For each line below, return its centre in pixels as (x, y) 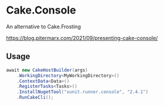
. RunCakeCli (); (35, 98)
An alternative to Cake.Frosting (43, 26)
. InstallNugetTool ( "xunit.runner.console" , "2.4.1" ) (83, 92)
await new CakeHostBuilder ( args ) (47, 70)
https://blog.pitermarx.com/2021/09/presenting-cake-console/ (82, 38)
